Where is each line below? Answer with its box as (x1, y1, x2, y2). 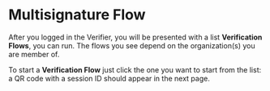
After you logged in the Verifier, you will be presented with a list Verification (8, 32, 263, 42)
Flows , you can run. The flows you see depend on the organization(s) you (8, 40, 255, 50)
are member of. (8, 49, 60, 59)
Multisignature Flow (8, 6, 146, 24)
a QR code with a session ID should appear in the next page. (8, 73, 211, 83)
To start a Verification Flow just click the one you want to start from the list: (8, 64, 262, 74)
